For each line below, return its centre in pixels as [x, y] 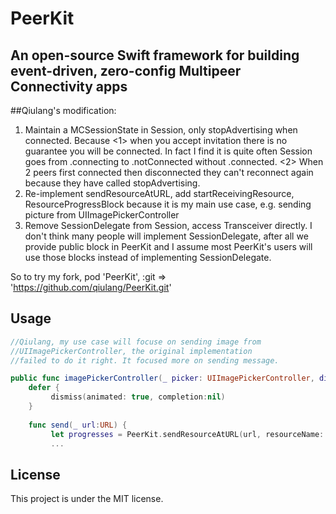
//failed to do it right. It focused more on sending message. [145, 360]
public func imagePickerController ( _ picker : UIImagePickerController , [162, 378]
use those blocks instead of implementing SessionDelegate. [148, 257]
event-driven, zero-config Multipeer [126, 70]
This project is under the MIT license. [87, 499]
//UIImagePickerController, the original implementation [131, 351]
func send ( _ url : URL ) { [78, 425]
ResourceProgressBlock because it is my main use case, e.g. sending [168, 204]
